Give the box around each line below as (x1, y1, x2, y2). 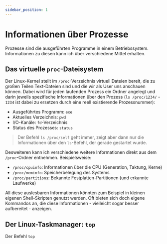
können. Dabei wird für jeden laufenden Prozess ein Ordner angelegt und (5, 89, 156, 95)
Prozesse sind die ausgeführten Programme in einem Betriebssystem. (5, 45, 149, 51)
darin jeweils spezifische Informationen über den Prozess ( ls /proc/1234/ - (5, 94, 161, 100)
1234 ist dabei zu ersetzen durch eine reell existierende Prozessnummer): (5, 99, 156, 105)
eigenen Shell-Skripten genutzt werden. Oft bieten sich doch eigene (5, 195, 145, 201)
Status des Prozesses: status (12, 125, 73, 131)
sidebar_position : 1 (5, 7, 48, 12)
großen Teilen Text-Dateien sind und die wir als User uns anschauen (5, 83, 146, 90)
